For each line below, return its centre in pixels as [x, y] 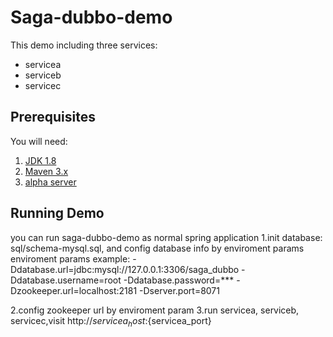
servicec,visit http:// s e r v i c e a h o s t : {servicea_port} [111, 321]
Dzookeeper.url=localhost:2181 [74, 290]
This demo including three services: [84, 45]
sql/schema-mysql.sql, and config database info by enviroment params [157, 248]
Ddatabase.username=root [66, 280]
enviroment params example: [70, 258]
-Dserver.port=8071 [179, 290]
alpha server [50, 182]
